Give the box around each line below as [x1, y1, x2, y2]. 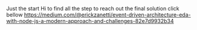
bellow [6, 11, 23, 18]
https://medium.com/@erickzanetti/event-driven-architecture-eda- [24, 11, 192, 18]
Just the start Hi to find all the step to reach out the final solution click [6, 5, 179, 12]
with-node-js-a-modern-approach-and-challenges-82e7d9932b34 [6, 18, 174, 24]
